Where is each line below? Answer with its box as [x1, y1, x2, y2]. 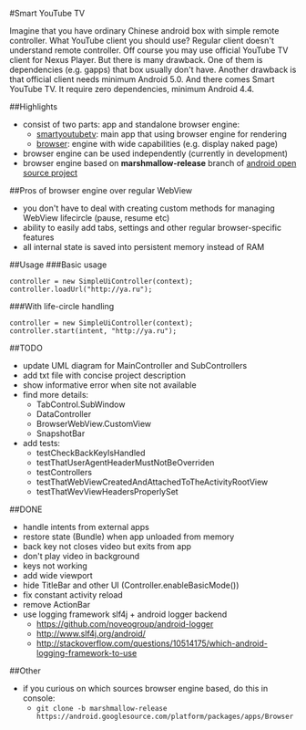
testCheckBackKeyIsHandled [36, 447, 146, 458]
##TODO [9, 342, 43, 353]
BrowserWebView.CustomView [36, 419, 152, 429]
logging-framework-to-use [36, 648, 138, 658]
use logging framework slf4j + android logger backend [22, 609, 228, 620]
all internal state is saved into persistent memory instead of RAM [22, 242, 265, 252]
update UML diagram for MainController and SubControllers [22, 360, 248, 370]
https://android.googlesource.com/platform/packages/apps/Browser [36, 712, 294, 721]
